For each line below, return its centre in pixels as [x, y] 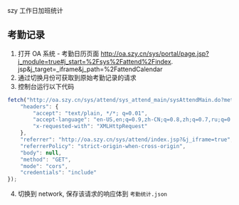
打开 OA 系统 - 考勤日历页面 [58, 53]
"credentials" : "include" [59, 173]
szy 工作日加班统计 [35, 10]
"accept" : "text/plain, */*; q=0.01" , [90, 113]
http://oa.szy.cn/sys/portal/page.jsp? [155, 53]
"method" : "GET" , [46, 159]
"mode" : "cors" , [44, 166]
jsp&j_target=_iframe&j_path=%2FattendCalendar [90, 69]
